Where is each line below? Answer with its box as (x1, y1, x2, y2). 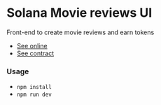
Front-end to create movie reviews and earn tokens (6, 28, 155, 36)
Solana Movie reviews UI (6, 5, 153, 21)
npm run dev (16, 91, 52, 99)
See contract (16, 49, 54, 57)
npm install (16, 84, 52, 91)
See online (16, 41, 48, 50)
